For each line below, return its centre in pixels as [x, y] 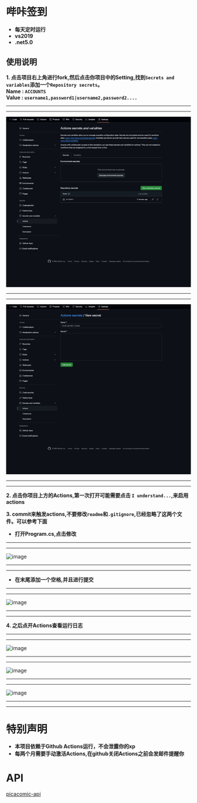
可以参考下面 [32, 521]
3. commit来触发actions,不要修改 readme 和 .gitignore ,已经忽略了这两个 [91, 514]
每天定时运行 [30, 29]
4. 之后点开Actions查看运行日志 [45, 625]
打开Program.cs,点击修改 [45, 533]
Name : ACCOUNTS [26, 91]
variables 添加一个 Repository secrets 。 [55, 84]
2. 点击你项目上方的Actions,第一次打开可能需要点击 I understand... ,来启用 [97, 495]
